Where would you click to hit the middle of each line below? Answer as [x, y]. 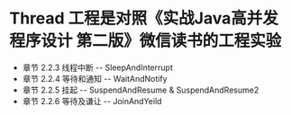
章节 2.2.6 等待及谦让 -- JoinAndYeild [92, 101]
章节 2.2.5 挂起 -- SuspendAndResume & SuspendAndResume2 [141, 90]
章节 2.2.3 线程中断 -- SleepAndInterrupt [97, 67]
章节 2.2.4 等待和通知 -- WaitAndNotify [95, 78]
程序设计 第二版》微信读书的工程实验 [145, 41]
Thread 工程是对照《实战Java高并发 [144, 18]
